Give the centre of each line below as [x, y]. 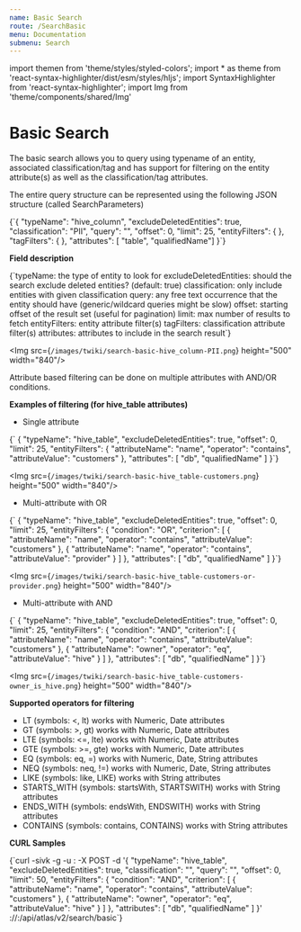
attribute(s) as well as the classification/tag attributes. [109, 177]
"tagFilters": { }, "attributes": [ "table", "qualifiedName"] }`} [118, 241]
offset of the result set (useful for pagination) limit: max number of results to [150, 314]
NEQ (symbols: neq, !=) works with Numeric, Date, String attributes [146, 768]
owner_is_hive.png [44, 686]
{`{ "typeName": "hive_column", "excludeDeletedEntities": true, [126, 222]
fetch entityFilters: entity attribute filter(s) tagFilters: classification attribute [147, 324]
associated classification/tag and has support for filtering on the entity [139, 168]
